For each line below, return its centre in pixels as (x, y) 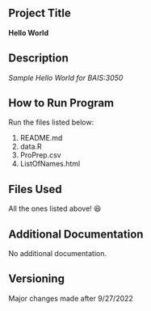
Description (38, 59)
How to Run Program (61, 103)
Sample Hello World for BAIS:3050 (66, 78)
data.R (31, 147)
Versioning (36, 279)
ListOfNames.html (50, 164)
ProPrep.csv (41, 155)
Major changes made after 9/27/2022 (71, 298)
